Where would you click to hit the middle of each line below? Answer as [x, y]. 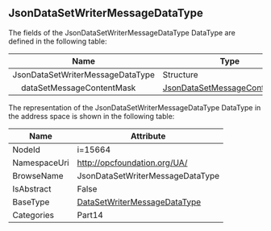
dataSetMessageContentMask [79, 88]
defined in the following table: [58, 41]
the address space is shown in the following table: [92, 116]
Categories [33, 215]
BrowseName [38, 175]
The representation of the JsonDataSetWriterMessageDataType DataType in [135, 107]
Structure [180, 74]
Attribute [148, 136]
